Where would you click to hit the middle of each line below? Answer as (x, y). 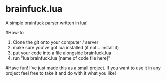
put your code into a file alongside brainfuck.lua (62, 53)
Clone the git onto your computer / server (55, 42)
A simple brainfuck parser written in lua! (46, 23)
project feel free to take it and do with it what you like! (61, 73)
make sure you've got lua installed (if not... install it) (66, 47)
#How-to (15, 32)
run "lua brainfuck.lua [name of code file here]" (61, 58)
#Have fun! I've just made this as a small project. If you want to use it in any (83, 68)
